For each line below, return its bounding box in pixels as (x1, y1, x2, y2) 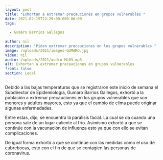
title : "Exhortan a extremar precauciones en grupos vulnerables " (5, 12, 146, 17)
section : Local (5, 71, 36, 76)
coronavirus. (5, 150, 30, 156)
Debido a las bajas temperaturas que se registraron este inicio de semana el (5, 84, 158, 90)
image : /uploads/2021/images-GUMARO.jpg (5, 48, 89, 53)
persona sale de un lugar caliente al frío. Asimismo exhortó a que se (5, 119, 142, 125)
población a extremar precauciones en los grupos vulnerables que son (5, 94, 148, 100)
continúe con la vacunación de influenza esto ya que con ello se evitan (5, 125, 148, 131)
